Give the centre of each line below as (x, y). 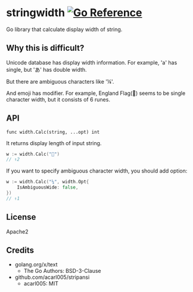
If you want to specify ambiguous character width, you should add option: (97, 171)
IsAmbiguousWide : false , (48, 188)
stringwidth (36, 13)
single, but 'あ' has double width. (47, 69)
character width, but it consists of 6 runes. (58, 99)
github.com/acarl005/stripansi (52, 277)
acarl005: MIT (41, 284)
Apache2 (17, 231)
